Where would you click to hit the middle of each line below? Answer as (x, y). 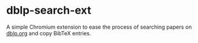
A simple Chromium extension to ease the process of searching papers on (99, 27)
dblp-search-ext (49, 10)
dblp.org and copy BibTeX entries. (49, 33)
